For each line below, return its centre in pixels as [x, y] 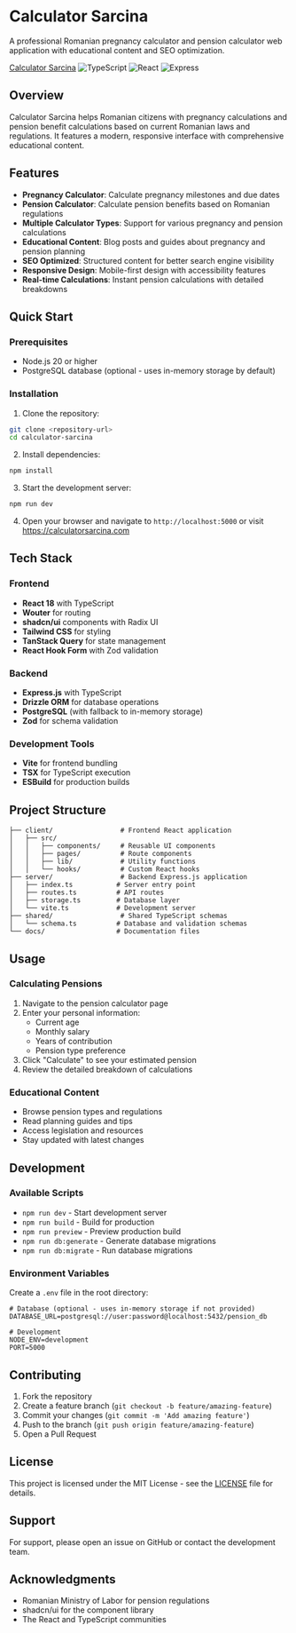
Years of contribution [74, 1041]
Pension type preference [81, 1050]
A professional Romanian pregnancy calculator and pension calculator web [146, 41]
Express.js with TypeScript [72, 693]
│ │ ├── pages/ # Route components [101, 854]
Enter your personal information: [81, 1012]
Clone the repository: [61, 413]
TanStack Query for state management [94, 640]
